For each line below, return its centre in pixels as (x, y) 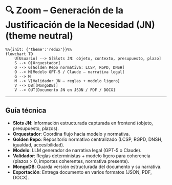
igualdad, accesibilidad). (38, 144)
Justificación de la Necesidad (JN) (80, 25)
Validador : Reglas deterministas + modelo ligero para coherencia (82, 156)
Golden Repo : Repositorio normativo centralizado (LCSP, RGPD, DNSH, (88, 139)
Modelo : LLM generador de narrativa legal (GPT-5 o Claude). (77, 150)
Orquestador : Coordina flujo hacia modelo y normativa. (71, 134)
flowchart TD (19, 54)
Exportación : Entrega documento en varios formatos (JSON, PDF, (82, 172)
